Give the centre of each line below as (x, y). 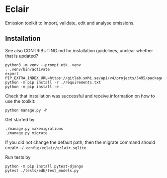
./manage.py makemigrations (34, 129)
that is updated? (22, 56)
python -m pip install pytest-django (44, 166)
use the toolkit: (20, 101)
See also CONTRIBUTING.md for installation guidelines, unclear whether (79, 50)
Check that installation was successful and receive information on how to (80, 96)
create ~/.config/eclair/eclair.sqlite (46, 147)
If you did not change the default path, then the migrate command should (80, 142)
